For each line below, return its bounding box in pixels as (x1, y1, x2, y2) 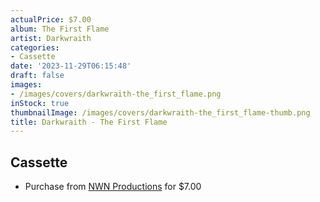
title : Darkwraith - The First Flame (10, 117, 168, 127)
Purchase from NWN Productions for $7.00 (24, 181, 202, 193)
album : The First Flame (10, 24, 110, 34)
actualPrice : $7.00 (10, 14, 92, 25)
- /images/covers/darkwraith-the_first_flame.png (10, 89, 222, 99)
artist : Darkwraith (10, 33, 92, 43)
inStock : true (10, 98, 70, 108)
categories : (10, 42, 60, 53)
